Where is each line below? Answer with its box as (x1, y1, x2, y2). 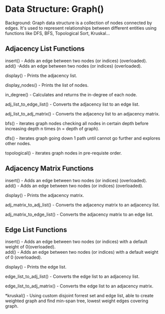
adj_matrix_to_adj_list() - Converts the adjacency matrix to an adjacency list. (5, 201, 160, 208)
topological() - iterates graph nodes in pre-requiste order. (5, 150, 122, 156)
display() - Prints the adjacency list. (5, 73, 78, 78)
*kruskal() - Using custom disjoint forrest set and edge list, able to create (5, 293, 154, 299)
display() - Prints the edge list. (5, 264, 67, 270)
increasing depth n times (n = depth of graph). (5, 125, 100, 131)
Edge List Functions (5, 226, 67, 234)
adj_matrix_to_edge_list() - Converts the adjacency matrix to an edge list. (5, 211, 154, 217)
